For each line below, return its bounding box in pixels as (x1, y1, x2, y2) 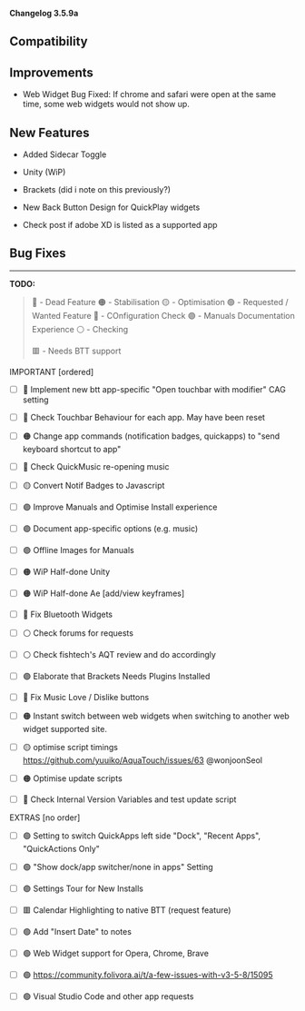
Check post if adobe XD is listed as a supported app (22, 220, 218, 231)
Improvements (9, 64, 93, 80)
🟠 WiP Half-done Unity (22, 567, 111, 578)
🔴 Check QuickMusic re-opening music (22, 461, 170, 471)
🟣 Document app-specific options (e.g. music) (22, 523, 199, 534)
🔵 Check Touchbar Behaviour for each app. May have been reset (22, 411, 266, 422)
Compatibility (9, 34, 88, 49)
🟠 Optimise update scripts (22, 773, 123, 784)
